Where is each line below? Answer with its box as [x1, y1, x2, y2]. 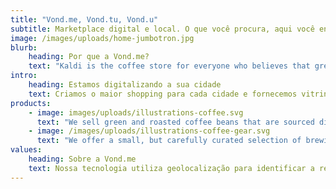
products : [10, 98, 52, 108]
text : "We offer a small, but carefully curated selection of [36, 136, 302, 146]
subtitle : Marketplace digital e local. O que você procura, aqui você [10, 24, 315, 34]
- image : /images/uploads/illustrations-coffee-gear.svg [28, 126, 271, 136]
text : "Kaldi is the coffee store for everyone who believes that [28, 61, 311, 71]
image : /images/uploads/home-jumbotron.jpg [10, 33, 195, 43]
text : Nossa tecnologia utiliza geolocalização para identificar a [28, 163, 315, 173]
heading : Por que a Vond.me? [28, 52, 150, 62]
